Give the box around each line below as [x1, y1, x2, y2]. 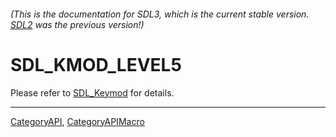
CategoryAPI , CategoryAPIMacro [10, 115, 145, 127]
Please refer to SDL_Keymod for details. [10, 86, 175, 99]
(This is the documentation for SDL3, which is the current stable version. [10, 8, 310, 20]
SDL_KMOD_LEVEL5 [10, 53, 182, 76]
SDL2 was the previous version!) [10, 18, 145, 30]
